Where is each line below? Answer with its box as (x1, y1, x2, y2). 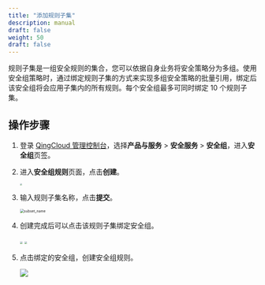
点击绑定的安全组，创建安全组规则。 (19, 253, 138, 262)
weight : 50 (8, 33, 44, 42)
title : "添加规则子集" (8, 11, 76, 20)
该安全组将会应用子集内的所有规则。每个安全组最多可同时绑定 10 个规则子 (8, 83, 248, 93)
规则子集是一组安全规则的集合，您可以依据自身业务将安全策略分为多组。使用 (8, 64, 257, 73)
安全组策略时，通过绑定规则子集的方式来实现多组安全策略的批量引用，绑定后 (8, 73, 257, 83)
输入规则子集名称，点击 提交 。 (19, 192, 117, 202)
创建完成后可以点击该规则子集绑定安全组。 (19, 220, 159, 230)
